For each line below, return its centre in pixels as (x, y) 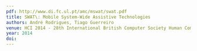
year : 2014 (19, 33)
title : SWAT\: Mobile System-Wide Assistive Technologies (78, 17)
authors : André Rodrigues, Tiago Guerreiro (60, 22)
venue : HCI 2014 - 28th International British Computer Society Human (94, 28)
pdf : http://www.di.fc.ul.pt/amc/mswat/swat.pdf (67, 11)
